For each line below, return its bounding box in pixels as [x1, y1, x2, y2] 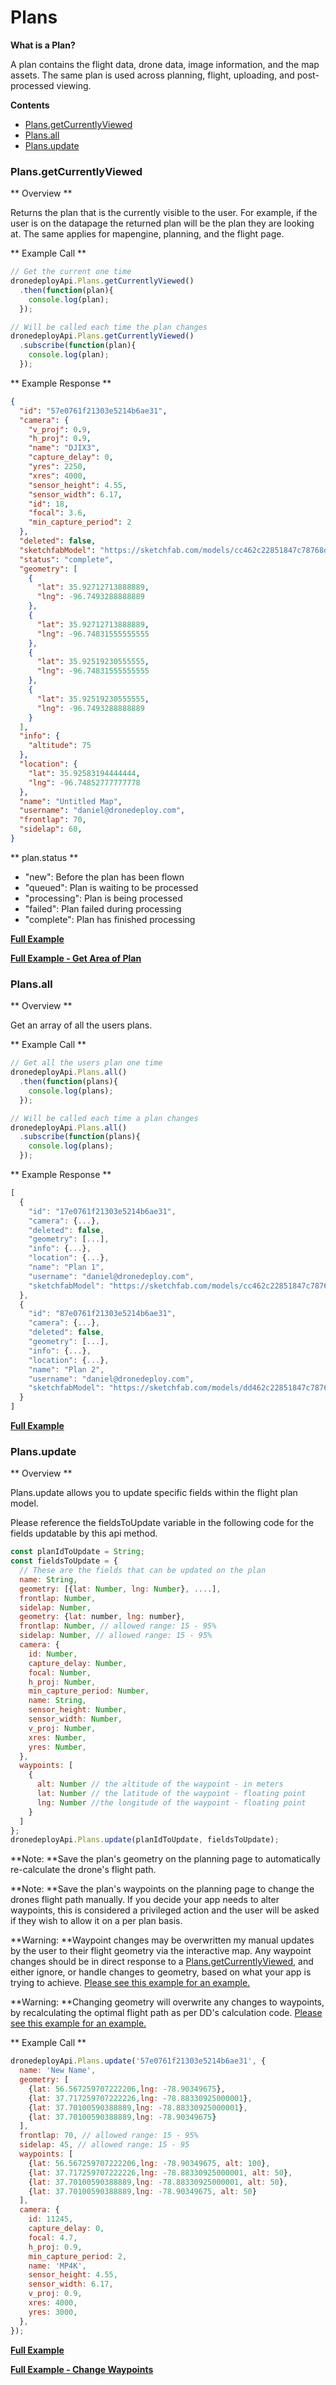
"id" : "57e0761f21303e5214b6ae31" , [19, 406, 168, 416]
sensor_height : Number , [28, 1705, 128, 1715]
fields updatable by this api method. [10, 1527, 158, 1540]
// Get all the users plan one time [10, 1058, 163, 1068]
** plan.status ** [10, 851, 79, 863]
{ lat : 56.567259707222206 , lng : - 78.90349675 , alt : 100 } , [28, 2158, 271, 2168]
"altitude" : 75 [28, 741, 92, 751]
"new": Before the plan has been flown [24, 871, 185, 883]
